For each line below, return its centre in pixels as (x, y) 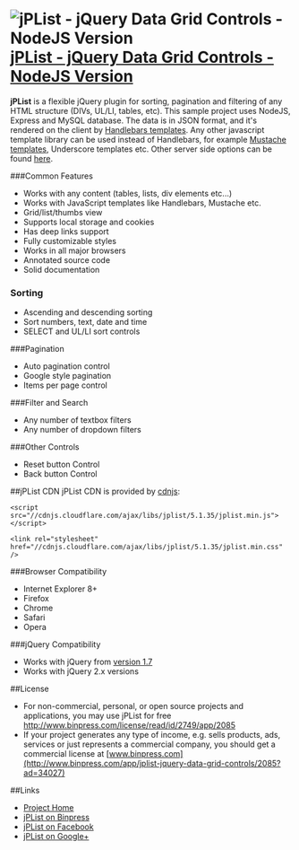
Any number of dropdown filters (82, 430)
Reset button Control (61, 464)
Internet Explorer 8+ (60, 589)
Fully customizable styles (70, 241)
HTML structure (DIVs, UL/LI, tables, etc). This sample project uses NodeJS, (150, 110)
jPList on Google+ (56, 837)
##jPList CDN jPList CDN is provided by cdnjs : (95, 491)
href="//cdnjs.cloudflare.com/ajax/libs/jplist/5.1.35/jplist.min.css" (146, 548)
